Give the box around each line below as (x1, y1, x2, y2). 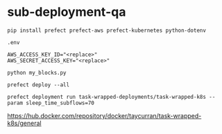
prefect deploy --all (7, 81, 70, 88)
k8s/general (7, 119, 42, 127)
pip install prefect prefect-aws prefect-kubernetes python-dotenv (7, 27, 207, 34)
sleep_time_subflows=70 (25, 99, 95, 106)
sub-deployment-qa (7, 4, 126, 20)
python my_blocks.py (7, 69, 67, 76)
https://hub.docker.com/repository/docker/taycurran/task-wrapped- (7, 111, 202, 119)
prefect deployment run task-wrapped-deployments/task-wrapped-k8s (7, 93, 207, 100)
